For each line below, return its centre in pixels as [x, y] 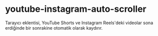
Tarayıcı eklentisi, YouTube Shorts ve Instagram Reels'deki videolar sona [79, 23]
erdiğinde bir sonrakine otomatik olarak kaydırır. [54, 28]
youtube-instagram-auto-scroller [76, 9]
